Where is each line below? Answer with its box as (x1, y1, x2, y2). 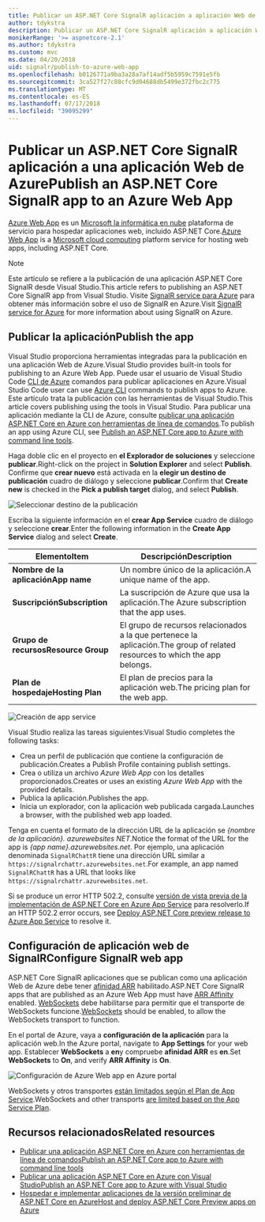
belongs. (119, 658, 152, 670)
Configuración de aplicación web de (8, 939, 189, 953)
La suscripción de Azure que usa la (119, 586, 250, 598)
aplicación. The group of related (119, 639, 237, 650)
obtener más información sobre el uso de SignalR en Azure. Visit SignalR (8, 298, 242, 309)
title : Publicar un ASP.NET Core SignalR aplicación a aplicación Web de (8, 11, 256, 20)
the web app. (119, 692, 168, 703)
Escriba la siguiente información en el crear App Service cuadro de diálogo (8, 515, 254, 525)
